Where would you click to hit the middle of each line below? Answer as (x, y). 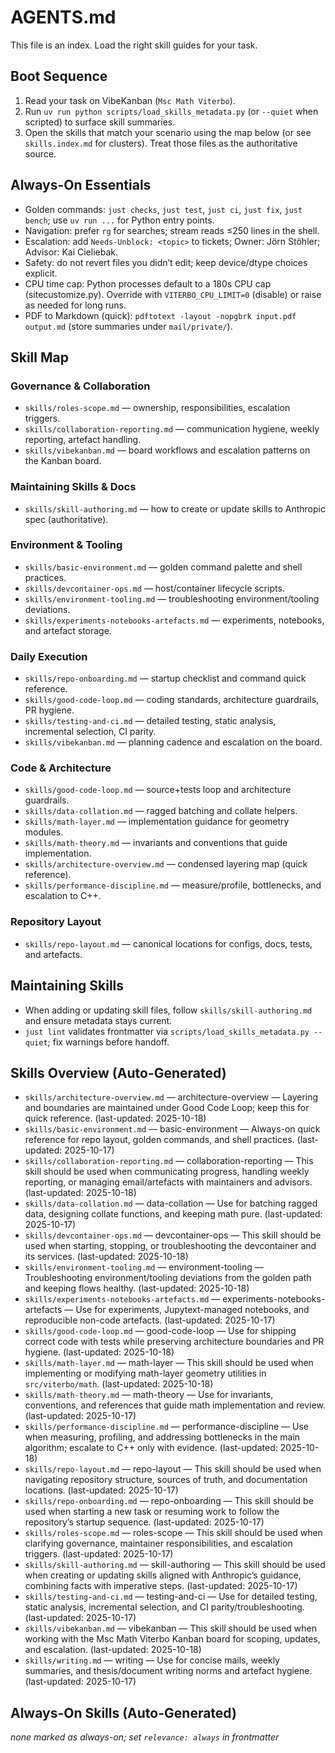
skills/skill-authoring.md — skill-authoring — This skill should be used (175, 1565)
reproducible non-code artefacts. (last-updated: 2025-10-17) (150, 1320)
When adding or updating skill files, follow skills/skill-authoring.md (168, 1010)
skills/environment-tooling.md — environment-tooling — (144, 1267)
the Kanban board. (63, 461)
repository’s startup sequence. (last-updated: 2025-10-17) (144, 1522)
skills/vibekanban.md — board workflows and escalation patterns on (167, 450)
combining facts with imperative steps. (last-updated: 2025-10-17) (161, 1586)
